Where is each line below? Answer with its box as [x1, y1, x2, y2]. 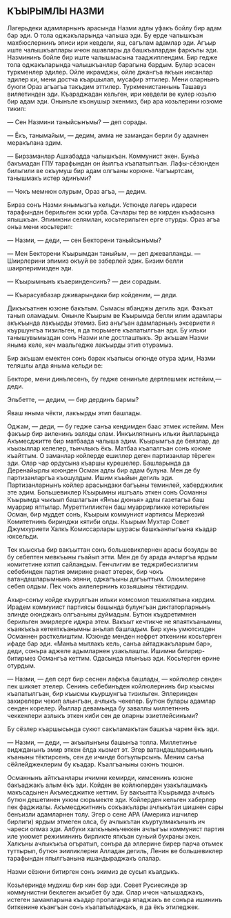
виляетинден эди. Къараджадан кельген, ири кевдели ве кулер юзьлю [7, 90, 217, 98]
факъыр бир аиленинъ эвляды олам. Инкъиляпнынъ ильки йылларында [7, 429, 219, 437]
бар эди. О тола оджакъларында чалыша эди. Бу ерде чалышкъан [7, 31, 203, 39]
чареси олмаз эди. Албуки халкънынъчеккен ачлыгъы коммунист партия [7, 824, 225, 833]
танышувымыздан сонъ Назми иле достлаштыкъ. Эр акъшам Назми [7, 333, 209, 341]
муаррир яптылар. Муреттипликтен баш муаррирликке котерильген [7, 503, 209, 511]
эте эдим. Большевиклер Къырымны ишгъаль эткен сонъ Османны [7, 488, 208, 496]
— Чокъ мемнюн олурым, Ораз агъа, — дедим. [7, 187, 147, 195]
